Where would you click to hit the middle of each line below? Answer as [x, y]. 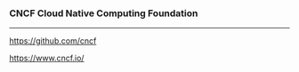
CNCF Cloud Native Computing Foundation [104, 13]
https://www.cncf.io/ [47, 58]
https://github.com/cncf [53, 41]
